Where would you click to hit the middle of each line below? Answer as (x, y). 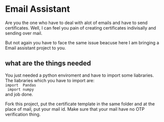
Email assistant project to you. (36, 48)
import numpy (21, 90)
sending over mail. (24, 33)
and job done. (19, 94)
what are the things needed (48, 63)
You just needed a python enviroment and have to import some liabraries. (80, 75)
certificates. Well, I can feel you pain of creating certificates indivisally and (81, 28)
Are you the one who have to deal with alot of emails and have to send (76, 23)
